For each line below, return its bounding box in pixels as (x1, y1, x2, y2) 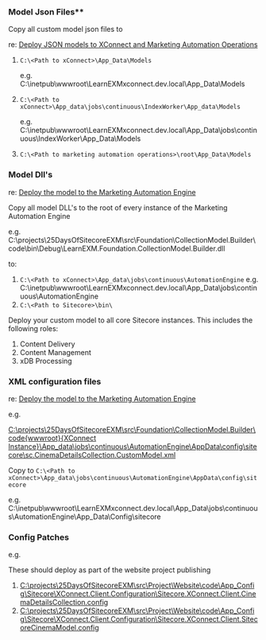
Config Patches (8, 532, 70, 543)
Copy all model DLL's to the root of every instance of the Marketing (8, 202, 228, 213)
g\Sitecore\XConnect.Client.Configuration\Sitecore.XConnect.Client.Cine (19, 589, 256, 599)
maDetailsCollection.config (19, 598, 109, 607)
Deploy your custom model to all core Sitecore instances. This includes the (8, 315, 253, 325)
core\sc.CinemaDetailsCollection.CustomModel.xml (8, 450, 176, 459)
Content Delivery (19, 339, 75, 349)
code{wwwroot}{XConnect (8, 433, 97, 443)
